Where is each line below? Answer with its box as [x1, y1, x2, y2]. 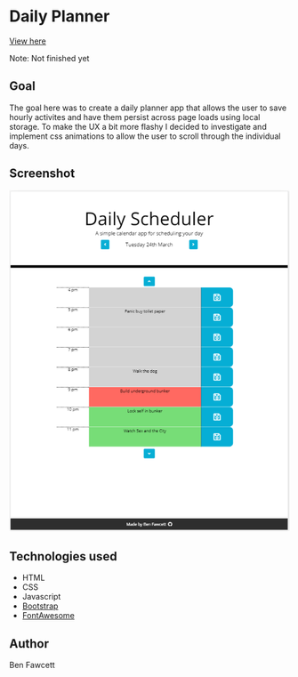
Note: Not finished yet [9, 52, 90, 63]
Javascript [21, 592, 61, 602]
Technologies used [9, 549, 117, 564]
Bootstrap [21, 600, 59, 611]
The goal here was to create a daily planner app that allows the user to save [9, 102, 287, 113]
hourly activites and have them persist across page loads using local [9, 111, 261, 122]
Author [9, 636, 49, 651]
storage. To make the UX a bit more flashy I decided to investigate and [9, 121, 267, 132]
